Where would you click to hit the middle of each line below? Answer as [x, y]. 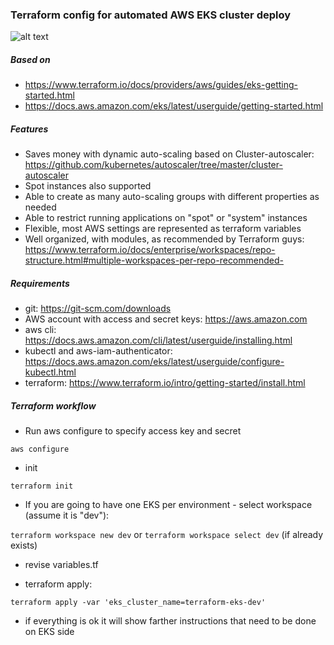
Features [29, 129]
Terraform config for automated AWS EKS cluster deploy [151, 15]
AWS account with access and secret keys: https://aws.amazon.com [166, 319]
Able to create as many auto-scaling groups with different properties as [172, 197]
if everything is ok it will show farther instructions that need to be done [170, 621]
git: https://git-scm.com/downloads [98, 309]
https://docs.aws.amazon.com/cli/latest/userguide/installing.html [158, 340]
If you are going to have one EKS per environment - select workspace [168, 505]
